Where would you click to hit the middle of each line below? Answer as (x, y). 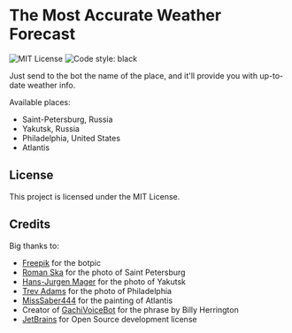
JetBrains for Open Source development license (109, 319)
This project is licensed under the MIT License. (95, 196)
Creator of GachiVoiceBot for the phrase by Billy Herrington (130, 309)
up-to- (272, 75)
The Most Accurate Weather (115, 15)
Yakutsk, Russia (50, 128)
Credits (30, 225)
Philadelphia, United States (71, 138)
